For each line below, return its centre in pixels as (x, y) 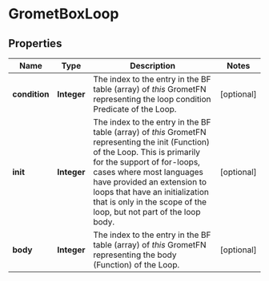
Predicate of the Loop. (135, 109)
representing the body (135, 255)
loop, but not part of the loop (147, 212)
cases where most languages (149, 172)
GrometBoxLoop (64, 14)
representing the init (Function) (151, 142)
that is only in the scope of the (150, 202)
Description (153, 66)
